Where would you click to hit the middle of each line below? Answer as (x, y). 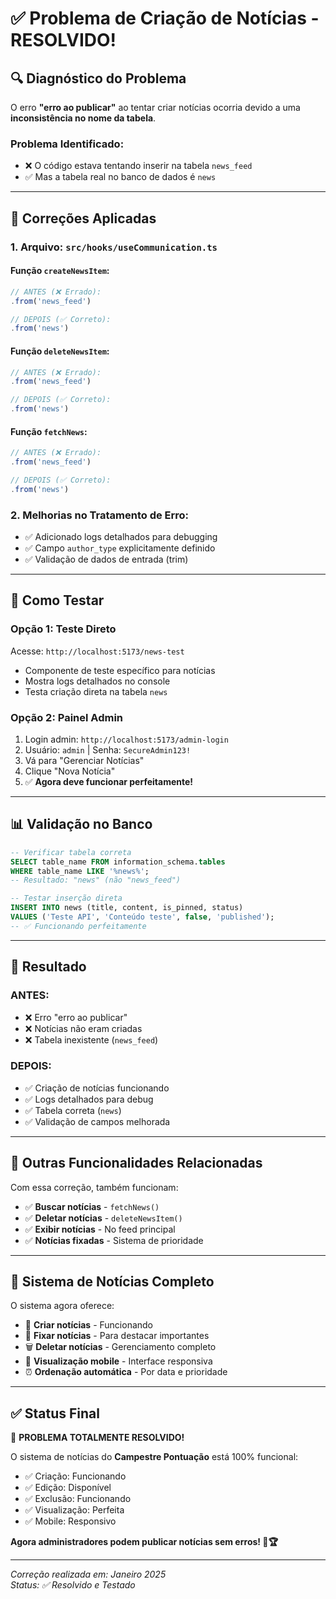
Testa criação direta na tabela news (96, 691)
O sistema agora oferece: (62, 1306)
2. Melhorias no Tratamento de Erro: (100, 515)
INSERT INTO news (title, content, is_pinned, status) (127, 908)
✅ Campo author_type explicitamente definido (120, 548)
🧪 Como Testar (57, 600)
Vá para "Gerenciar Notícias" (84, 760)
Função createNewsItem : (60, 271)
